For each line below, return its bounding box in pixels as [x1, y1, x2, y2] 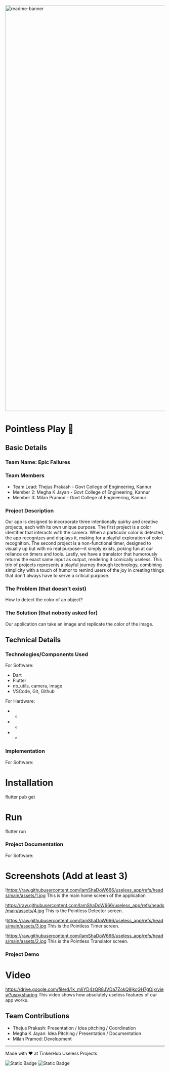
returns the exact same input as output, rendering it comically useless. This [5, 557, 162, 563]
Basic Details [5, 443, 47, 452]
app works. [5, 997, 29, 1003]
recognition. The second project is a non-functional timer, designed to [5, 540, 151, 546]
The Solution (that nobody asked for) [5, 609, 98, 616]
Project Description [5, 507, 54, 514]
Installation [5, 777, 54, 788]
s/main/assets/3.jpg [5, 923, 47, 929]
